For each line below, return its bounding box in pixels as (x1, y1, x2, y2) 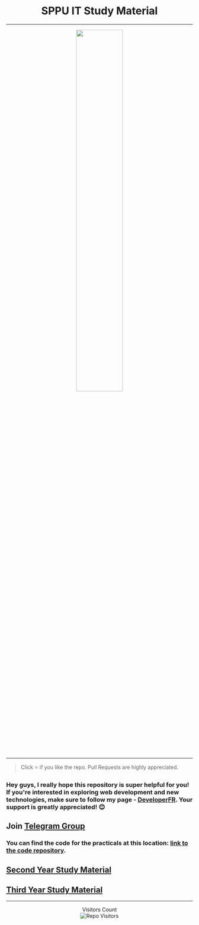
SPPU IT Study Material (41, 4, 158, 18)
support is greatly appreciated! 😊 (6, 803, 105, 811)
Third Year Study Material (6, 885, 103, 895)
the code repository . (6, 847, 66, 855)
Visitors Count (82, 906, 117, 913)
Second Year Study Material (6, 864, 111, 875)
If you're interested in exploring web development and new (6, 788, 179, 796)
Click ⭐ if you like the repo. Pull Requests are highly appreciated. (20, 764, 179, 771)
